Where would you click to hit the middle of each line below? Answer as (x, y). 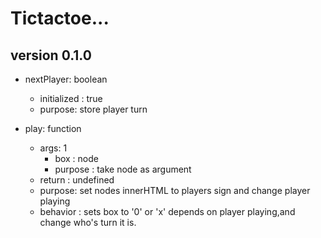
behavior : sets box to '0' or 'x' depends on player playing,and (167, 211)
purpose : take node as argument (123, 169)
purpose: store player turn (93, 109)
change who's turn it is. (88, 222)
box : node (76, 158)
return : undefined (77, 180)
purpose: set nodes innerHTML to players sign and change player (175, 190)
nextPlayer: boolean (66, 79)
